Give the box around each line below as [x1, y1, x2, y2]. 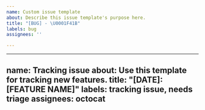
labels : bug [6, 26, 37, 32]
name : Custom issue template [6, 9, 81, 15]
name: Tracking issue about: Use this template [6, 65, 187, 75]
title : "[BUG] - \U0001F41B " [6, 20, 81, 26]
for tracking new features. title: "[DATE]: [6, 74, 163, 85]
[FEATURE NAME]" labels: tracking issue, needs [6, 84, 193, 94]
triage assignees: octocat [6, 94, 106, 104]
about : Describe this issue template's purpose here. [6, 15, 146, 21]
